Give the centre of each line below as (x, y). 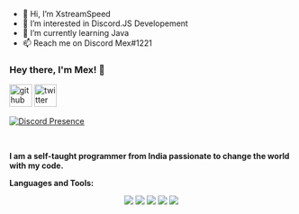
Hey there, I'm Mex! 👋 (57, 69)
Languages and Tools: (52, 183)
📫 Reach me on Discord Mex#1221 (87, 43)
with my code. (36, 165)
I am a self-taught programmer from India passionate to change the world (149, 156)
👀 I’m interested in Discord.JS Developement (105, 23)
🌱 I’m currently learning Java (76, 33)
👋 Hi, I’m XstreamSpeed (66, 14)
